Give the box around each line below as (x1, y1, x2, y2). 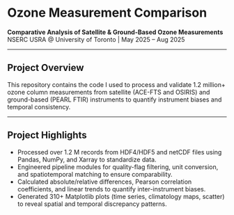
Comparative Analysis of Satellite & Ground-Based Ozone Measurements (7, 28, 224, 36)
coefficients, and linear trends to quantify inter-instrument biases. (17, 184, 206, 193)
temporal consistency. (7, 102, 71, 111)
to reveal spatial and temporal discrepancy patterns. (17, 200, 167, 208)
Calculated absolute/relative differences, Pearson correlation (17, 177, 192, 186)
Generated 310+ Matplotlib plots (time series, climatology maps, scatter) (17, 192, 225, 200)
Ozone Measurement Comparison (7, 5, 208, 21)
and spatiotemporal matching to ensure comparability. (17, 170, 173, 178)
